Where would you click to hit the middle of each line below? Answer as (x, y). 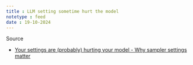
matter (23, 56)
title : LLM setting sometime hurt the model (62, 11)
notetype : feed (26, 17)
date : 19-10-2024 (28, 22)
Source (15, 39)
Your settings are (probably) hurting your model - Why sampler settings (101, 50)
